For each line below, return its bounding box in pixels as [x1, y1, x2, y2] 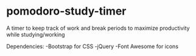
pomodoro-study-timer [6, 4, 127, 18]
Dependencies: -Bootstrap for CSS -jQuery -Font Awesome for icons [6, 43, 178, 50]
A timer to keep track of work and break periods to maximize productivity [6, 24, 190, 32]
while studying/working [6, 30, 65, 38]
